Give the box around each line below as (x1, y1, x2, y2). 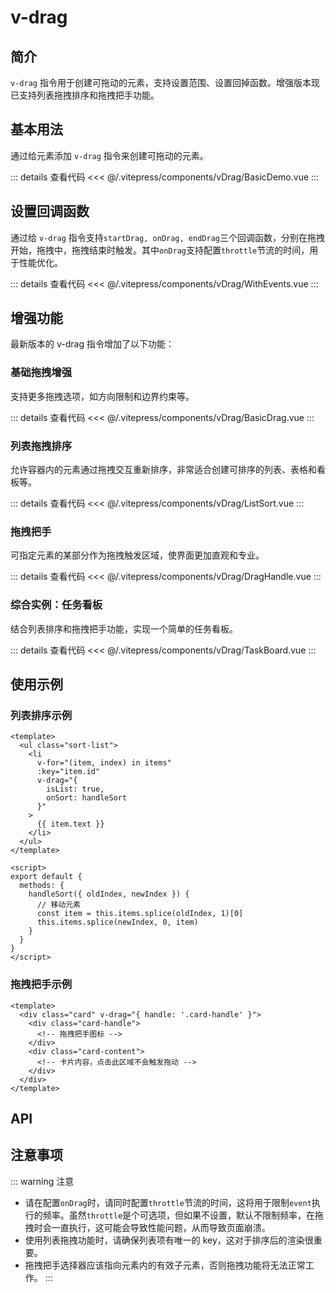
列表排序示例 (10, 708, 73, 722)
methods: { (19, 881, 65, 891)
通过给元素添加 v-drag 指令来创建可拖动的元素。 (10, 149, 209, 161)
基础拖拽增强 (10, 366, 73, 380)
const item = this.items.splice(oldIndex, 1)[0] (36, 909, 244, 919)
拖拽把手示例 (10, 977, 73, 991)
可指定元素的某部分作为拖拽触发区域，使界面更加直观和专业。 (10, 549, 265, 561)
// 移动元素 (36, 900, 81, 910)
